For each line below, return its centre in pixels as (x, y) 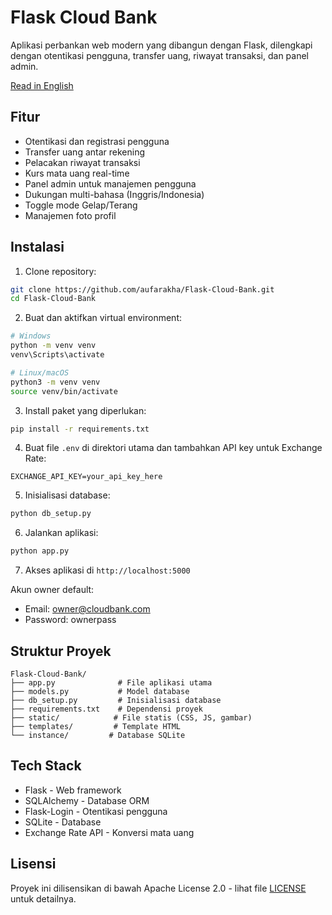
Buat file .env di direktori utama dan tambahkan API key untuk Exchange (173, 448)
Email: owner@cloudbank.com (87, 609)
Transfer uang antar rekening (85, 152)
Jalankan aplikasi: (61, 533)
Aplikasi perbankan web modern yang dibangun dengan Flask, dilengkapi (161, 45)
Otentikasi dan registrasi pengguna (97, 141)
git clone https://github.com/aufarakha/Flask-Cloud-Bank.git (142, 289)
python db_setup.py (51, 514)
